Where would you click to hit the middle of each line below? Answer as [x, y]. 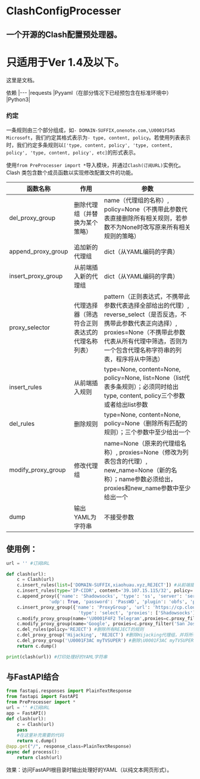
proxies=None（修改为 [151, 452]
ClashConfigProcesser [64, 11]
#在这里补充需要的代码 [40, 735]
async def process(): [33, 752]
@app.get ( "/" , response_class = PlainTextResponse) [69, 747]
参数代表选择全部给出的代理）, [146, 305]
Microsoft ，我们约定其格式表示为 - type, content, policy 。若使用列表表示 [99, 137]
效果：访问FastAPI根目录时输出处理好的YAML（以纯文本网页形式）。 [89, 769]
